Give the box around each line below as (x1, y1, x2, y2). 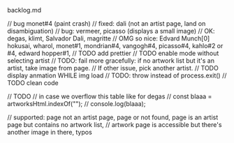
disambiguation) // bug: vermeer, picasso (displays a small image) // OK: (7, 27, 215, 35)
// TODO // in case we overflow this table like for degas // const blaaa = (7, 92, 212, 100)
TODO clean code (7, 79, 59, 86)
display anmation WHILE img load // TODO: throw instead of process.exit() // (7, 71, 227, 80)
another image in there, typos (7, 128, 92, 136)
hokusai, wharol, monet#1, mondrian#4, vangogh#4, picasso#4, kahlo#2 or (7, 42, 224, 50)
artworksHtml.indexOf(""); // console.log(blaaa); (7, 100, 146, 107)
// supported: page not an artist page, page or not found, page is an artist (7, 113, 219, 121)
